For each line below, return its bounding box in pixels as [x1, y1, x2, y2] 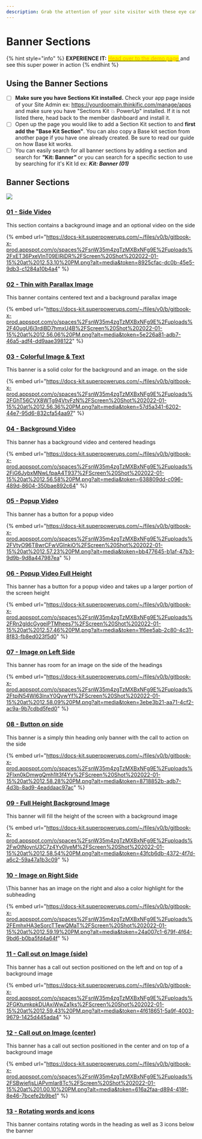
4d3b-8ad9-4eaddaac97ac [6, 784, 74, 791]
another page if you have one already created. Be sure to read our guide [14, 134, 194, 141]
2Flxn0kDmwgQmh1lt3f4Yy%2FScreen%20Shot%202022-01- [6, 771, 161, 778]
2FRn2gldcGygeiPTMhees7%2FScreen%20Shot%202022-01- [6, 620, 161, 627]
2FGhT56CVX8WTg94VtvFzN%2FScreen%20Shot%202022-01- [6, 397, 167, 404]
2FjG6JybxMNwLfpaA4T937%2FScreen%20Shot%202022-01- [6, 469, 164, 476]
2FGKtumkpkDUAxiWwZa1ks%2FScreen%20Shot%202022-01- [6, 1001, 164, 1008]
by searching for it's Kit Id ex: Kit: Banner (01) [14, 160, 129, 167]
